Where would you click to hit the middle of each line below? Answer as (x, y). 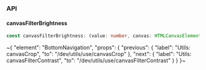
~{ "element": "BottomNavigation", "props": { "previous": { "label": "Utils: (98, 47)
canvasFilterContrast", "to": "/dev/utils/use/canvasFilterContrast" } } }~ (96, 60)
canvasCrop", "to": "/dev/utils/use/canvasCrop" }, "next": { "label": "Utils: (99, 54)
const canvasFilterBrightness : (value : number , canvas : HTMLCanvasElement (104, 36)
